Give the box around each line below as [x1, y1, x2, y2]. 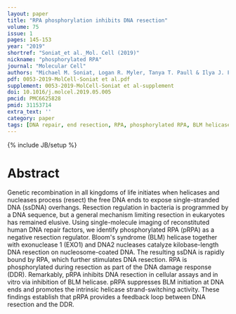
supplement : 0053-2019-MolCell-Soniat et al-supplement [7, 82, 174, 89]
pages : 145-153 [7, 37, 52, 44]
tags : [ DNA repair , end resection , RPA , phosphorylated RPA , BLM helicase [7, 121, 231, 129]
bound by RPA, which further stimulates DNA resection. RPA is [7, 256, 188, 264]
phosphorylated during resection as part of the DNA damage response [7, 263, 212, 271]
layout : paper [7, 10, 49, 18]
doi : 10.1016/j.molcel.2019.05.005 [7, 89, 112, 96]
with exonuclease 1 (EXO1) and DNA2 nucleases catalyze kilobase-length [7, 240, 219, 249]
